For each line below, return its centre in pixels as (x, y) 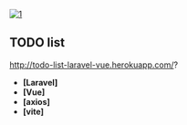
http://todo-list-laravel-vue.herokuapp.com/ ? (94, 65)
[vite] (33, 111)
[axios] (36, 101)
